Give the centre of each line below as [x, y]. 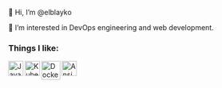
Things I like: [34, 48]
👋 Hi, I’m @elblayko [40, 12]
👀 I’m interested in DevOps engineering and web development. [111, 27]
